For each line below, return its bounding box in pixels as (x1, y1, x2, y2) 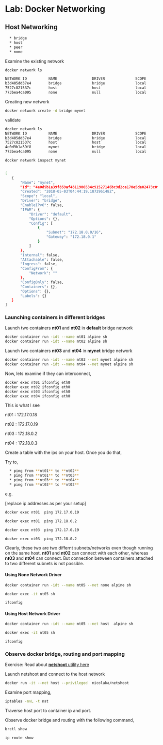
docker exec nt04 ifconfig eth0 (5, 393, 70, 398)
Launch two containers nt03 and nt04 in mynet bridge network (5, 348, 132, 354)
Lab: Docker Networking (5, 3, 106, 15)
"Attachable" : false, (20, 257, 64, 262)
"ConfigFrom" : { (20, 266, 53, 271)
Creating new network (5, 98, 49, 104)
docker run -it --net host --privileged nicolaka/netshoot (5, 681, 130, 686)
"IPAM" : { (20, 207, 40, 212)
